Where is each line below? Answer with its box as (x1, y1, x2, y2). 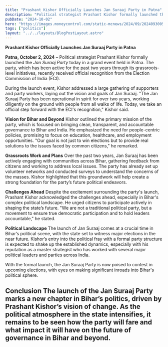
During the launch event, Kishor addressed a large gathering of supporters (5, 85, 159, 91)
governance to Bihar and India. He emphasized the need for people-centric (5, 127, 160, 133)
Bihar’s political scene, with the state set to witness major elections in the (5, 231, 156, 236)
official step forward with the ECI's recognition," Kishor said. (5, 106, 129, 112)
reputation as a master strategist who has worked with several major (5, 247, 146, 252)
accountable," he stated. (5, 216, 56, 221)
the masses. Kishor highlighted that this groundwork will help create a (5, 174, 149, 180)
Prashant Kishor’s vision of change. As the (5, 302, 141, 311)
